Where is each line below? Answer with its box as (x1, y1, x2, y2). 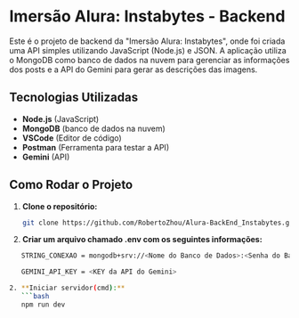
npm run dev (20, 300, 66, 309)
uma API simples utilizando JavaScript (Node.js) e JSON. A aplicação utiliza (9, 45, 287, 55)
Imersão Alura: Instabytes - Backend (9, 6, 286, 27)
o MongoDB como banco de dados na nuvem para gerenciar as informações (9, 54, 290, 65)
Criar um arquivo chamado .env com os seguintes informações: (21, 234, 263, 245)
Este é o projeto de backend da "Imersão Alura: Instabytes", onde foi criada (9, 36, 286, 46)
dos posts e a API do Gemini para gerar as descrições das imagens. (9, 64, 258, 75)
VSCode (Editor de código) (21, 132, 122, 143)
